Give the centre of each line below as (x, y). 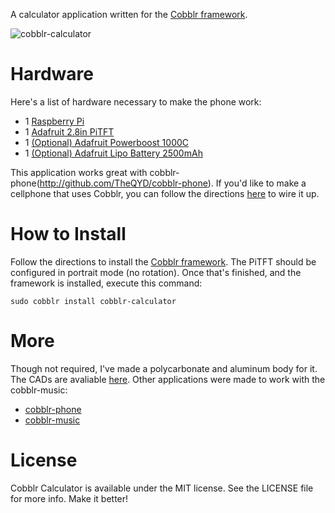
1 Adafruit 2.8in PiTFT (69, 131)
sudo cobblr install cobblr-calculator (93, 301)
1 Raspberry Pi (54, 121)
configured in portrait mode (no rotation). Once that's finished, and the (156, 272)
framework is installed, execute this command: (106, 283)
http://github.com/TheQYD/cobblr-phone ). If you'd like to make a (173, 183)
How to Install (68, 234)
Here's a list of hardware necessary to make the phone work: (136, 101)
